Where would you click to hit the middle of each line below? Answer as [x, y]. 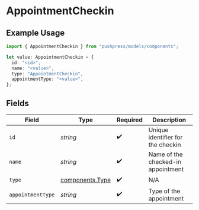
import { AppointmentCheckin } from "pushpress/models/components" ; [92, 46]
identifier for [166, 137]
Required [130, 120]
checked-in [165, 161]
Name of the [166, 154]
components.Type [86, 180]
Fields [18, 103]
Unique [158, 130]
